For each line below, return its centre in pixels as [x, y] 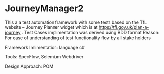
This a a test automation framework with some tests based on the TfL [76, 22]
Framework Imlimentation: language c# [45, 47]
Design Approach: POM [29, 66]
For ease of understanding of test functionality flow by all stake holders [78, 38]
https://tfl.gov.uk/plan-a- [124, 27]
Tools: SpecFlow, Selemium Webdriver [44, 56]
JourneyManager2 [44, 9]
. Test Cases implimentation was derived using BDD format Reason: [90, 32]
